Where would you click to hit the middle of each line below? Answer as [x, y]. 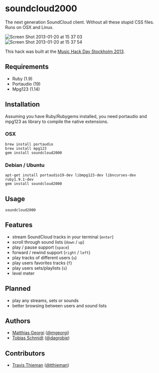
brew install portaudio [29, 144]
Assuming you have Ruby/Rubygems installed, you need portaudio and [76, 116]
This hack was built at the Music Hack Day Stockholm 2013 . [65, 51]
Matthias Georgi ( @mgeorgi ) [41, 333]
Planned [18, 289]
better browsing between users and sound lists [59, 305]
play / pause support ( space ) [40, 247]
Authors [18, 321]
